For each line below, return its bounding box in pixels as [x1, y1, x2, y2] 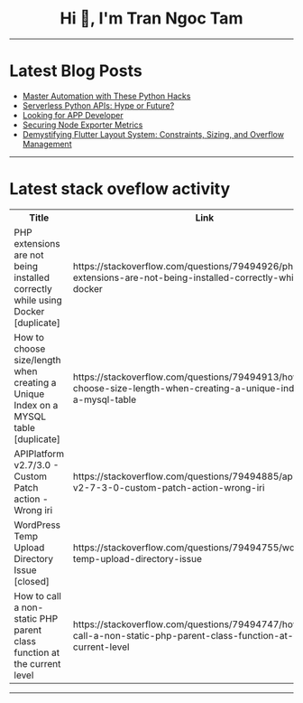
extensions [14, 237, 60, 249]
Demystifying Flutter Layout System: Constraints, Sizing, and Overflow [22, 128, 284, 139]
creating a [14, 376, 57, 389]
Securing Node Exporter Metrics [22, 119, 143, 130]
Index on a [14, 398, 59, 411]
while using [14, 294, 62, 306]
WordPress [14, 519, 61, 531]
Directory [14, 552, 54, 565]
